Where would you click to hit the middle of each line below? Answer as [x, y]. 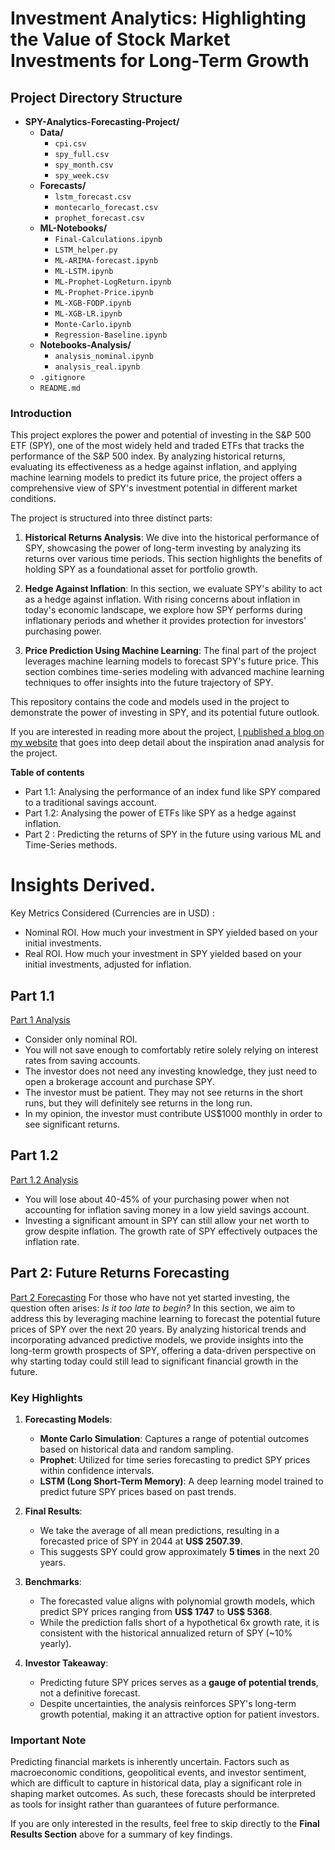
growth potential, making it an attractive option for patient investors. [179, 1714]
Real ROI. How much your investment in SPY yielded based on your [163, 954]
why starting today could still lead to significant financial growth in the [154, 1361]
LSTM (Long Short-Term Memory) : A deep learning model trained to [181, 1481]
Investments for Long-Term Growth [160, 61]
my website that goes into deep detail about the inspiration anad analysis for [167, 743]
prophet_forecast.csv [99, 218]
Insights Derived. [83, 885]
